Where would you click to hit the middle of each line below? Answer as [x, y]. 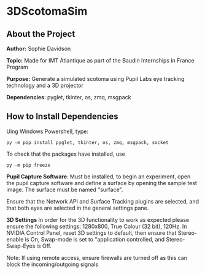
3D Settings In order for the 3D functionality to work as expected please [98, 219]
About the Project [41, 34]
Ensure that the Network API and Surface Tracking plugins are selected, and [103, 201]
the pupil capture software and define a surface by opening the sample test [102, 183]
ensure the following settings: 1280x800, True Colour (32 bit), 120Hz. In [97, 226]
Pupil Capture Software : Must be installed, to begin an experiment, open [99, 177]
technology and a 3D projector [45, 85]
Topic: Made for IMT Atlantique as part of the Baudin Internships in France [100, 60]
